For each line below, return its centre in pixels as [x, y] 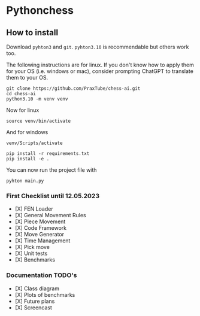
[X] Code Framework [41, 228]
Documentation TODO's [42, 275]
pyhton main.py [25, 181]
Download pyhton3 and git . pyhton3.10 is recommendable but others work [98, 47]
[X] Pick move [32, 247]
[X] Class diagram [37, 288]
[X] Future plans [35, 301]
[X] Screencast [34, 307]
